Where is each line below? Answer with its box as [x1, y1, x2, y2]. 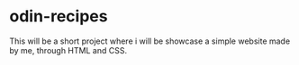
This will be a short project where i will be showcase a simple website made [9, 36, 291, 46]
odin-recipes [9, 6, 108, 27]
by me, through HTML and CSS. [9, 45, 128, 55]
